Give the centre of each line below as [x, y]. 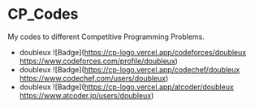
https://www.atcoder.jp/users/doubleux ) [86, 95]
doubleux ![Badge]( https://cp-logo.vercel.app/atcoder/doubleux [127, 87]
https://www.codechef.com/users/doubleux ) [94, 78]
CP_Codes [43, 14]
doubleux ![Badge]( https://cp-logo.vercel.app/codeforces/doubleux [133, 52]
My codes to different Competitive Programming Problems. [106, 37]
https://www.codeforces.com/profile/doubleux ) [98, 61]
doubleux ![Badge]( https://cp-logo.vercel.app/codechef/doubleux [130, 69]
